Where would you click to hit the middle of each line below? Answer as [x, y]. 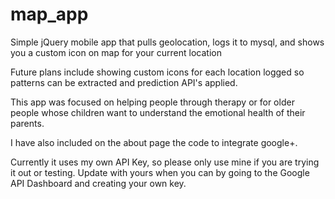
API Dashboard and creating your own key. [98, 183]
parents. [27, 123]
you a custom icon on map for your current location [116, 52]
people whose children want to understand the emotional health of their [158, 112]
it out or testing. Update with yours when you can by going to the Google [160, 172]
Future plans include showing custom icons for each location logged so [157, 72]
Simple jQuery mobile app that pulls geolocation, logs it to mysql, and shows [167, 42]
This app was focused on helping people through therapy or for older [152, 102]
